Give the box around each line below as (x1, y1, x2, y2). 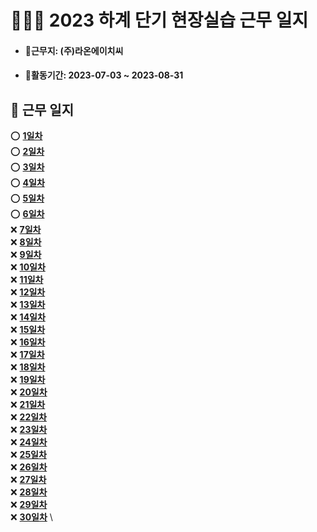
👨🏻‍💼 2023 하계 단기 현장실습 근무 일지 (10, 9, 309, 32)
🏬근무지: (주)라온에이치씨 (24, 44, 124, 56)
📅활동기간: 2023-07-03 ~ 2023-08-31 (24, 69, 184, 81)
